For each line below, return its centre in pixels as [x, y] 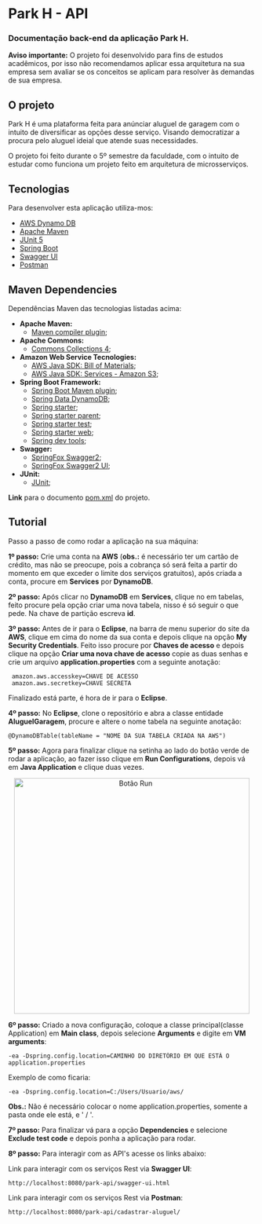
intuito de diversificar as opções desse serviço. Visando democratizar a [124, 132]
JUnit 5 [31, 240]
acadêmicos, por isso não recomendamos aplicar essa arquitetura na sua [127, 64]
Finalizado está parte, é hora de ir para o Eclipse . [88, 698]
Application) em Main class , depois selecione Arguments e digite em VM [127, 1033]
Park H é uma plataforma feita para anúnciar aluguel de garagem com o [124, 124]
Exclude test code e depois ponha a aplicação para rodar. [102, 1138]
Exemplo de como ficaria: [49, 1077]
